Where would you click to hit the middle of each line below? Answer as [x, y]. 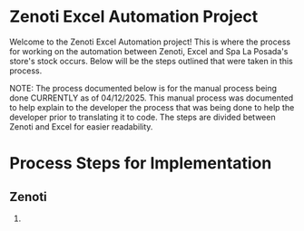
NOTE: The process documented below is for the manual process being [143, 88]
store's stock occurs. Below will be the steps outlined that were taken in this [151, 61]
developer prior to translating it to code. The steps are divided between [142, 117]
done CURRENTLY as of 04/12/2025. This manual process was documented [152, 98]
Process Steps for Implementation [141, 164]
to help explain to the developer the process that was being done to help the [152, 107]
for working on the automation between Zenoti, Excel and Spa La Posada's [149, 51]
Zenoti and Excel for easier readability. [81, 126]
